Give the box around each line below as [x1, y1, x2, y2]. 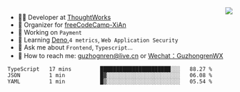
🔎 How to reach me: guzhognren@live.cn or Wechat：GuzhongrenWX [17, 52, 224, 59]
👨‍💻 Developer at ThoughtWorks [17, 13, 111, 21]
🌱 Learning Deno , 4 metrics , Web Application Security [17, 35, 179, 44]
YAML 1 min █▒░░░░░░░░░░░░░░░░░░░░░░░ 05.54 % [7, 78, 213, 85]
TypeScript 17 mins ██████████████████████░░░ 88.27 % [7, 66, 213, 73]
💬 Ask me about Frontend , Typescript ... [17, 43, 134, 52]
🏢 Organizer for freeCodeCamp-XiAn [17, 21, 126, 29]
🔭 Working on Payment [17, 28, 82, 36]
